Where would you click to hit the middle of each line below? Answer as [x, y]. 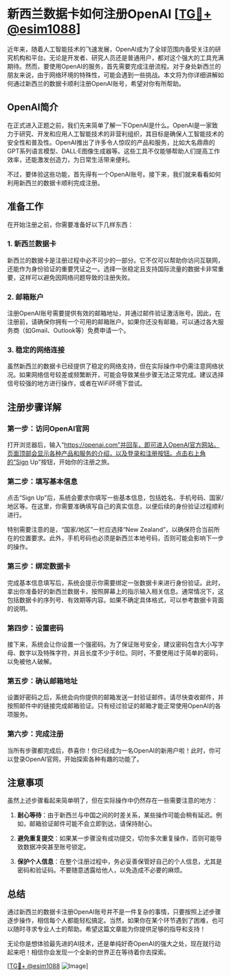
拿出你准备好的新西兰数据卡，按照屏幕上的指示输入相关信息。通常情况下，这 [115, 591]
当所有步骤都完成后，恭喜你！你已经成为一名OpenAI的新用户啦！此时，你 [111, 750]
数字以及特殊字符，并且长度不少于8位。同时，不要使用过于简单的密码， [120, 653]
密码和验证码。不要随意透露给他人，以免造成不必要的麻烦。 [101, 870]
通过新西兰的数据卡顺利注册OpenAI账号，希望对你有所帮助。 [99, 83]
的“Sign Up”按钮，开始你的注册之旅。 [60, 462]
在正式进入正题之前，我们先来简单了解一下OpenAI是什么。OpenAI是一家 [110, 125]
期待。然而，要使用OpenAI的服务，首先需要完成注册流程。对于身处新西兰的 [114, 66]
